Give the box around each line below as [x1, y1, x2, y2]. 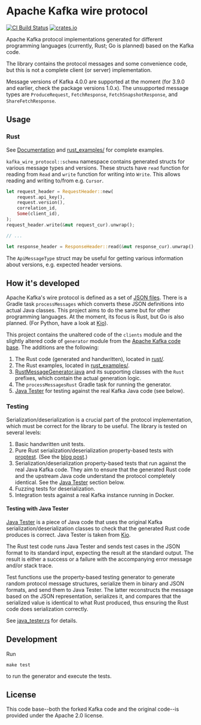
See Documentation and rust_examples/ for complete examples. [6, 146, 165, 154]
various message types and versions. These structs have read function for [6, 164, 190, 172]
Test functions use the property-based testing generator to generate [6, 573, 175, 580]
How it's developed [6, 278, 80, 288]
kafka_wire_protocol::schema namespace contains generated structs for [6, 158, 185, 165]
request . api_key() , [17, 194, 66, 200]
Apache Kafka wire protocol [6, 4, 148, 18]
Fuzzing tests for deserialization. [14, 485, 96, 492]
